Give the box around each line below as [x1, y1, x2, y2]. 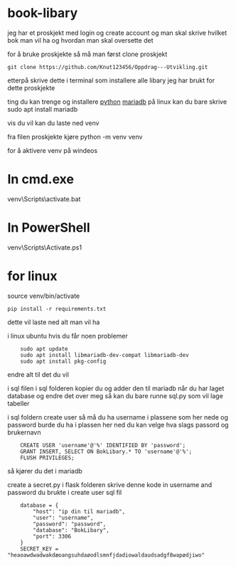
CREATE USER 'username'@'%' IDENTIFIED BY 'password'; [20, 442, 186, 449]
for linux [7, 268, 58, 284]
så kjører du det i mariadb [7, 466, 83, 475]
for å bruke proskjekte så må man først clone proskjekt [7, 50, 168, 58]
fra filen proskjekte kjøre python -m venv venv [7, 132, 143, 141]
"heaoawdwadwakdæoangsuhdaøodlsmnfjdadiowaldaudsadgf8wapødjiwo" [7, 551, 205, 559]
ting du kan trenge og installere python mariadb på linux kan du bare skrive [7, 97, 227, 106]
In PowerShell [7, 220, 90, 236]
